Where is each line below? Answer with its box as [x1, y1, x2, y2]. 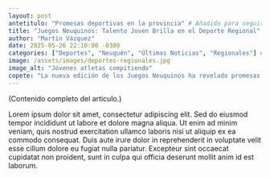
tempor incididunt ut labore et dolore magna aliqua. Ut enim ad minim [8, 117, 238, 127]
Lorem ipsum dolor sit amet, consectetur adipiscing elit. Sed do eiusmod [8, 109, 248, 119]
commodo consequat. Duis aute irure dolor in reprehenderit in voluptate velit [8, 134, 261, 145]
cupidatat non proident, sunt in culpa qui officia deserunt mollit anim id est [8, 152, 255, 162]
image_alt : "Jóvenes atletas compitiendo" [8, 64, 153, 72]
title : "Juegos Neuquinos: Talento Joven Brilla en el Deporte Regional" [8, 27, 261, 35]
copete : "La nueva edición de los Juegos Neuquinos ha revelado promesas [8, 72, 261, 80]
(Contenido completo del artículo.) [8, 93, 122, 103]
